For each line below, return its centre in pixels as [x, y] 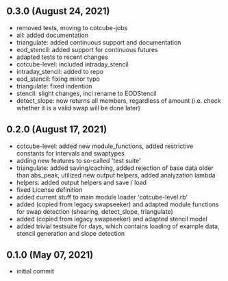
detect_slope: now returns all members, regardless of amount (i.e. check [118, 100]
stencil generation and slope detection [71, 233]
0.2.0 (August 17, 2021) [57, 130]
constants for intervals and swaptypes [70, 153]
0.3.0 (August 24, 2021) [58, 11]
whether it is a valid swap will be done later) [78, 108]
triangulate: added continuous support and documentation [99, 42]
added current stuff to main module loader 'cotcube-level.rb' [102, 197]
